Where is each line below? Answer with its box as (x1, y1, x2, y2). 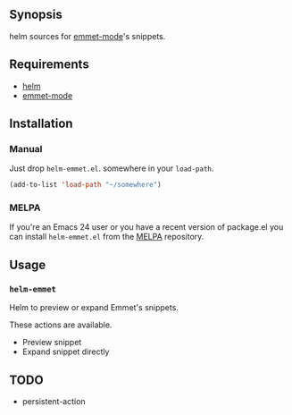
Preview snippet (21, 337, 82, 348)
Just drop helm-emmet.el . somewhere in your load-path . (9, 163, 214, 174)
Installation (9, 116, 73, 131)
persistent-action (21, 395, 87, 406)
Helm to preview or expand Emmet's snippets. (9, 302, 179, 313)
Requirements (9, 57, 89, 72)
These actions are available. (9, 319, 113, 330)
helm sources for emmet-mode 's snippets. (9, 30, 166, 41)
